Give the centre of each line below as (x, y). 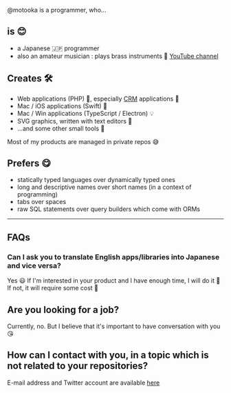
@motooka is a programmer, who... (57, 10)
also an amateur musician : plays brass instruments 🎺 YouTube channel (118, 56)
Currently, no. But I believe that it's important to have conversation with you (114, 326)
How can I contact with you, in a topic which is (108, 355)
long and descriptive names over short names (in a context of (104, 187)
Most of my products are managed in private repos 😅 (83, 141)
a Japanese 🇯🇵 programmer (58, 48)
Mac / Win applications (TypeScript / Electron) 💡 (86, 113)
